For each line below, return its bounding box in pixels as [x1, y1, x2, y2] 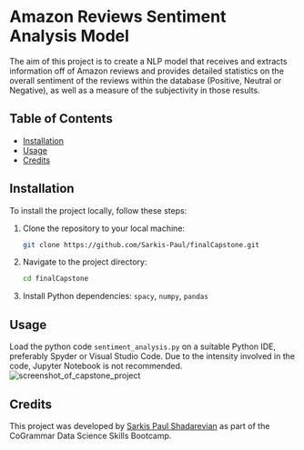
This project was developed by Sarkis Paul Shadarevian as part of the [9, 420, 270, 431]
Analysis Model [9, 25, 130, 46]
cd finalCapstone [22, 275, 89, 284]
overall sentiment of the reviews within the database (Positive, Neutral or [9, 75, 282, 85]
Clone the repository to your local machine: [22, 223, 185, 234]
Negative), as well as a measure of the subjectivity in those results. [9, 85, 261, 95]
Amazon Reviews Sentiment [9, 6, 227, 27]
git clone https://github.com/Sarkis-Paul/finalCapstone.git [22, 240, 260, 249]
